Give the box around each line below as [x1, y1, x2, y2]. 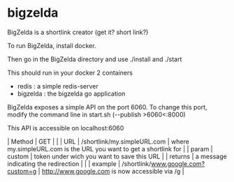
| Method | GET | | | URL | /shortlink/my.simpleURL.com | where [7, 137, 190, 146]
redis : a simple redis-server [17, 82, 99, 90]
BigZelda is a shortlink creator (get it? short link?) [7, 28, 149, 36]
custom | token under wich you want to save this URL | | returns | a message [7, 152, 227, 160]
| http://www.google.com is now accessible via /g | [38, 167, 184, 175]
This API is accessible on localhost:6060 [7, 123, 124, 132]
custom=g [7, 167, 37, 175]
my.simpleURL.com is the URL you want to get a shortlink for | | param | [7, 144, 213, 153]
